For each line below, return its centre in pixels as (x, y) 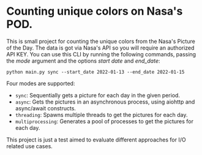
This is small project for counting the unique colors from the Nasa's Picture (101, 41)
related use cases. (30, 146)
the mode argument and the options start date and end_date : (83, 61)
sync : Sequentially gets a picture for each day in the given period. (98, 95)
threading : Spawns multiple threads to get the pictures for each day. (101, 115)
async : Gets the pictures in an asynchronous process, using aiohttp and (105, 102)
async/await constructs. (46, 108)
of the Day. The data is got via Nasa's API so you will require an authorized (100, 48)
